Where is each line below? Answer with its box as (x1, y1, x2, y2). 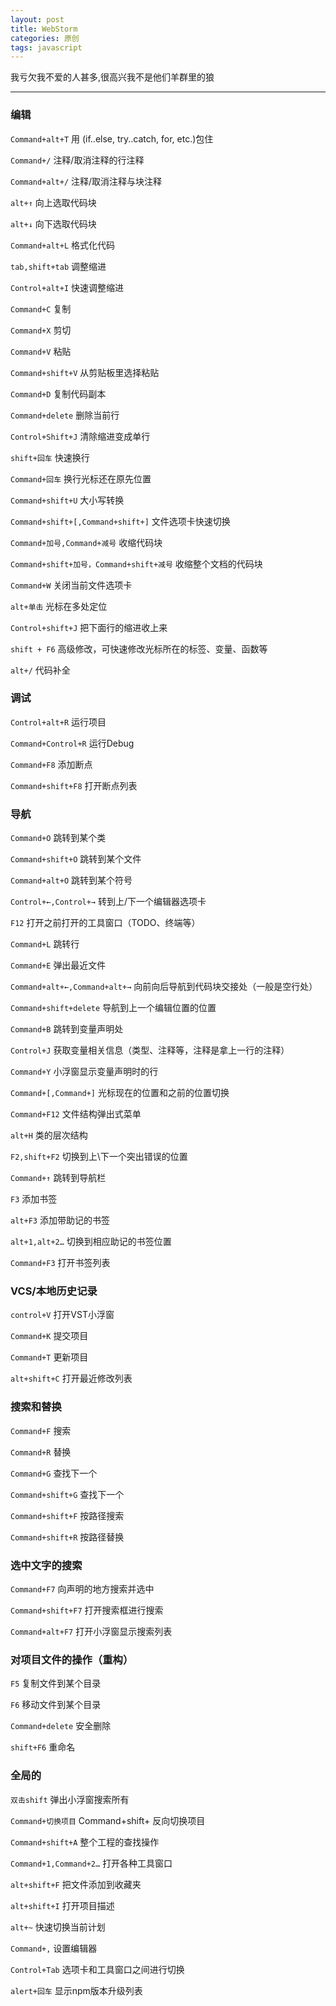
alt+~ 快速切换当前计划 (10, 1921, 106, 1933)
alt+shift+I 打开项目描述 (10, 1899, 115, 1911)
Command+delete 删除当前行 (10, 409, 120, 421)
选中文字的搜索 (10, 1558, 83, 1572)
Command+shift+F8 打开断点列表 (10, 779, 138, 791)
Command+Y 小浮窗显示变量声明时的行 (10, 1066, 159, 1078)
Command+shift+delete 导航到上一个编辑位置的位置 (10, 1002, 217, 1014)
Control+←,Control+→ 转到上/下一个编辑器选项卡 (10, 896, 207, 908)
